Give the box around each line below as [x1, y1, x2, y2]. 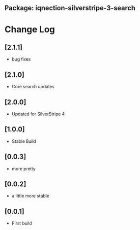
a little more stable [11, 193, 50, 199]
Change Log [4, 24, 55, 35]
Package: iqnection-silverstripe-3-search [4, 4, 136, 12]
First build [11, 220, 32, 226]
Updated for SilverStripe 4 [11, 111, 65, 117]
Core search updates [11, 84, 55, 90]
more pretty [11, 165, 36, 171]
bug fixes [11, 56, 31, 62]
